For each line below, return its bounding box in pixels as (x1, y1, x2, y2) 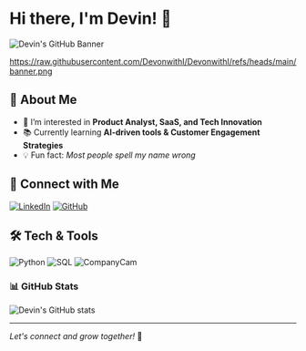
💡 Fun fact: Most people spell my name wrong (22, 150, 196, 160)
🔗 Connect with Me (9, 177, 120, 192)
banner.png (9, 66, 53, 77)
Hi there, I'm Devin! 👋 (9, 8, 172, 29)
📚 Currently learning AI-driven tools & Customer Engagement (22, 127, 260, 138)
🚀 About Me (9, 92, 77, 108)
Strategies (22, 139, 64, 150)
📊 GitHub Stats (9, 280, 79, 293)
